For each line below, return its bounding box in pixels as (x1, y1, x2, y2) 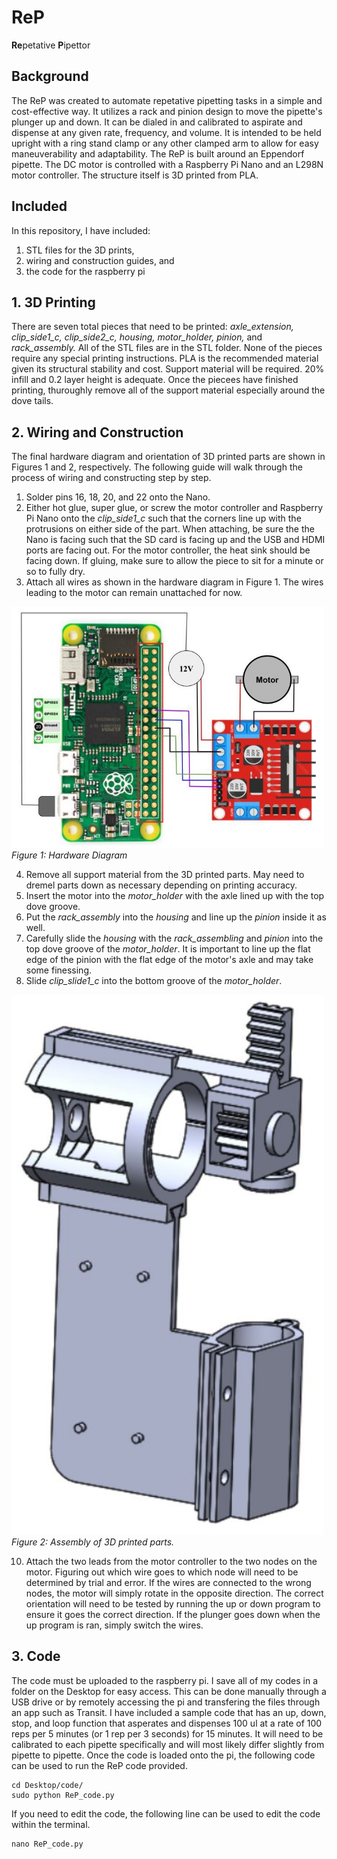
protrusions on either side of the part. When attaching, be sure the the (25, 523, 315, 535)
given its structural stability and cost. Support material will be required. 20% (11, 363, 325, 375)
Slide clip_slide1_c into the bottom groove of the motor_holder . (25, 974, 283, 986)
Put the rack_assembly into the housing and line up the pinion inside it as (25, 911, 327, 923)
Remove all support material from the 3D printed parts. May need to (25, 868, 305, 880)
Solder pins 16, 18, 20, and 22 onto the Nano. (25, 491, 211, 503)
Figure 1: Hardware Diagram (11, 849, 128, 861)
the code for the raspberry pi (25, 265, 146, 277)
